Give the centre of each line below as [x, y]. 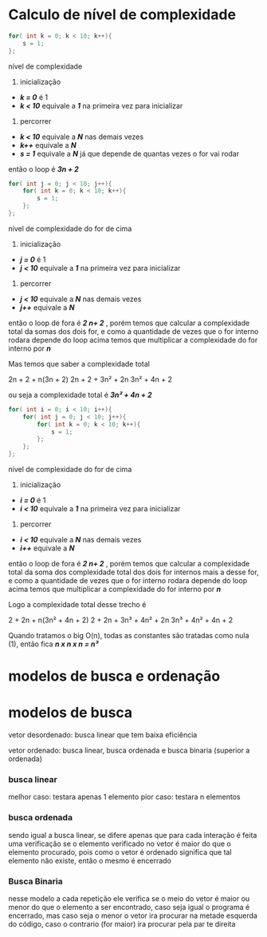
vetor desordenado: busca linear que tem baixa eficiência [103, 735]
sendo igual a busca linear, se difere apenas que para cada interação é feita [133, 835]
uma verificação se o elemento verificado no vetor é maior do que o [120, 844]
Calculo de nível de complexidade [122, 15]
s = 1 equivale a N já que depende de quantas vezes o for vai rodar [130, 153]
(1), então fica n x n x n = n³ [53, 644]
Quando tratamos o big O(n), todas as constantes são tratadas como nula [129, 636]
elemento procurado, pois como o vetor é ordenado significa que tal [120, 852]
